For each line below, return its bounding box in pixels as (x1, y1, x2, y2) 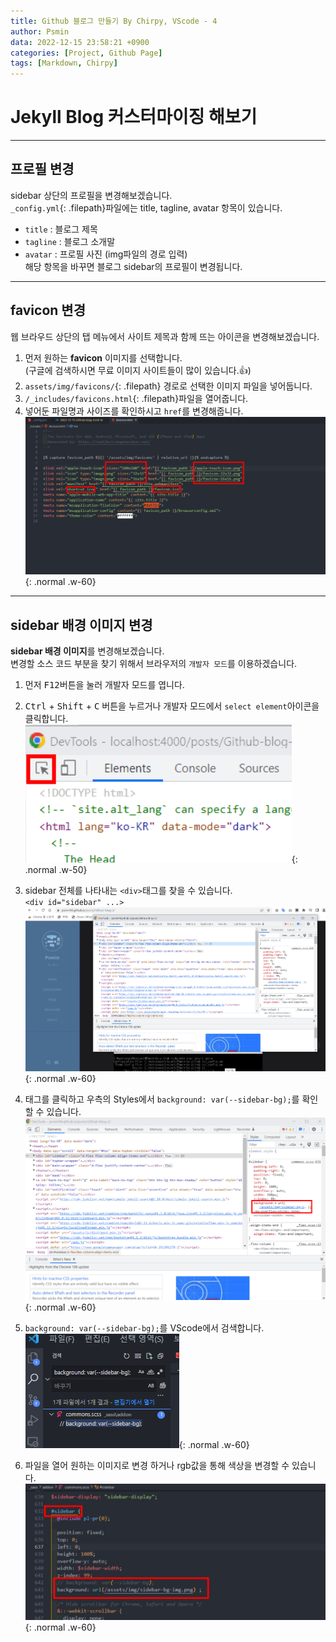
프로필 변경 (10, 161, 75, 178)
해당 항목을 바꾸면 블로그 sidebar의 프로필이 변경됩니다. (24, 260, 243, 272)
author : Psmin (10, 26, 70, 37)
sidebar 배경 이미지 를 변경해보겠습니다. (10, 645, 165, 657)
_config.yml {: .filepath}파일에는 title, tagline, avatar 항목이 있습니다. (10, 201, 283, 214)
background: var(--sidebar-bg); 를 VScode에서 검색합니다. (24, 1321, 265, 1334)
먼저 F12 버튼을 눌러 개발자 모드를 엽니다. (24, 679, 185, 691)
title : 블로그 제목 (24, 223, 98, 235)
